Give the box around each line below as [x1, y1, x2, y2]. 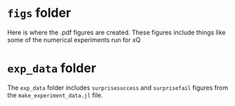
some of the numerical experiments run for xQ [7, 35, 141, 44]
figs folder [7, 5, 72, 21]
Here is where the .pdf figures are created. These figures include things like [7, 28, 226, 37]
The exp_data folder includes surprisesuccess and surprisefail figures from [7, 83, 229, 92]
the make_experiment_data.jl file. [7, 91, 103, 99]
